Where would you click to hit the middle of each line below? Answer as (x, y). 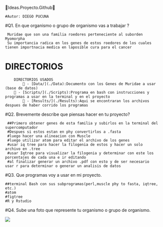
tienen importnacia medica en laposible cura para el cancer (69, 47)
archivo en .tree (23, 149)
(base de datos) (21, 88)
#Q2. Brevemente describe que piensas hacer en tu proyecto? (68, 114)
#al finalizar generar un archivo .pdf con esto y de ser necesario (78, 162)
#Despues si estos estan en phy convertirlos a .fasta (64, 132)
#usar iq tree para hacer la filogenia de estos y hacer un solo (75, 144)
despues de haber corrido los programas (47, 105)
